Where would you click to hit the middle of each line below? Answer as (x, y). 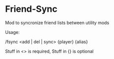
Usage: (12, 32)
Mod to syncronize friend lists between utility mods (57, 23)
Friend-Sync (31, 9)
